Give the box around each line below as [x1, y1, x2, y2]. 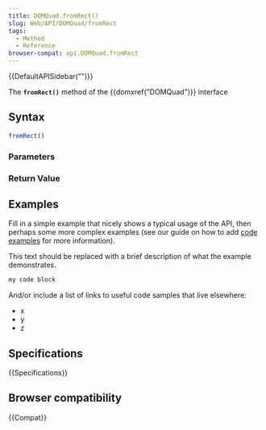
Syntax [8, 111, 45, 124]
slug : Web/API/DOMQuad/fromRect [8, 19, 117, 27]
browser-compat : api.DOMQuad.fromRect [8, 49, 139, 57]
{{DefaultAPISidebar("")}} [8, 72, 94, 81]
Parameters [8, 151, 55, 162]
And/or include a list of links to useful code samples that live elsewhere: [8, 290, 247, 300]
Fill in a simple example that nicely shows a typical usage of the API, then [8, 219, 251, 228]
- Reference [15, 42, 56, 50]
